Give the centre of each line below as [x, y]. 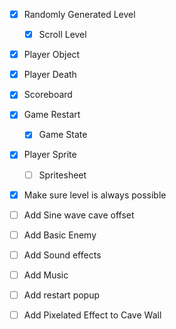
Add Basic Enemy [60, 235]
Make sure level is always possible [95, 195]
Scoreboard [48, 95]
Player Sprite [50, 155]
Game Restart [52, 115]
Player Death [50, 75]
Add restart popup [62, 295]
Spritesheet [62, 175]
